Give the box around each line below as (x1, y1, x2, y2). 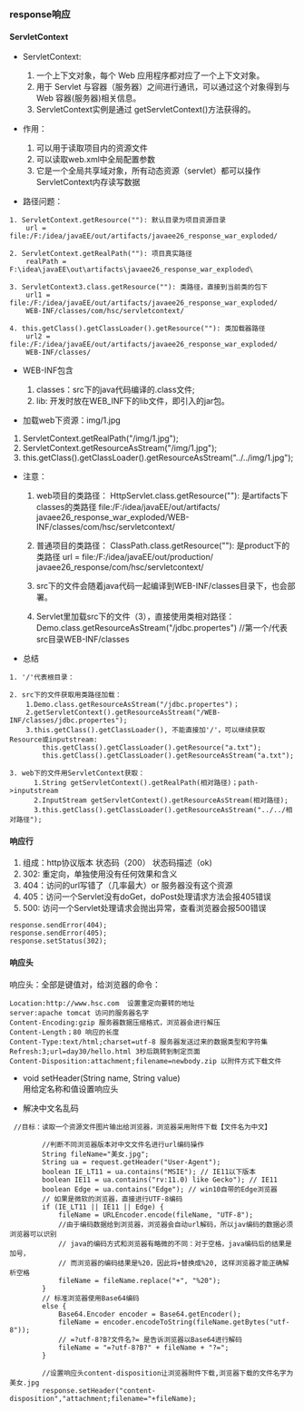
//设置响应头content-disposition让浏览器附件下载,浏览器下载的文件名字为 (42, 1368, 294, 1378)
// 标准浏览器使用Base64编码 (42, 1293, 140, 1303)
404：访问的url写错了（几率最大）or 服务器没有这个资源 (22, 880, 233, 891)
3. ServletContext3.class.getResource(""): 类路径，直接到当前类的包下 (9, 283, 269, 292)
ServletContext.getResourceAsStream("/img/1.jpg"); (22, 443, 218, 454)
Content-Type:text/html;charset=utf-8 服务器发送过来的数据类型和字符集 (9, 1037, 269, 1046)
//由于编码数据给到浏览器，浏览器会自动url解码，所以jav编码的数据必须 (57, 1220, 293, 1229)
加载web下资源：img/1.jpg (22, 415, 121, 426)
